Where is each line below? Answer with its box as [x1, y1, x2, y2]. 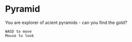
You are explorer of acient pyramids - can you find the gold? [5, 20, 128, 25]
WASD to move [5, 29, 32, 34]
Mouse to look [5, 33, 34, 38]
